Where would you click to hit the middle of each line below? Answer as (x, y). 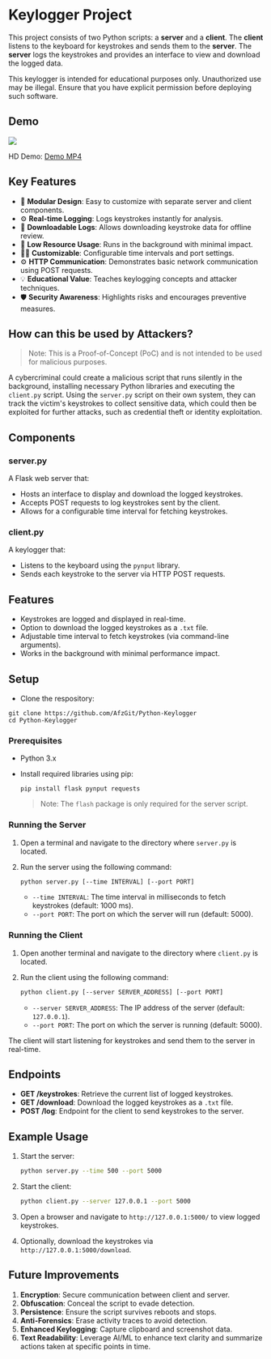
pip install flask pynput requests (80, 789)
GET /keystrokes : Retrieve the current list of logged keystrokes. (127, 1094)
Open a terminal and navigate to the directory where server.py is (128, 842)
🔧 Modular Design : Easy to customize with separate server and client (136, 201)
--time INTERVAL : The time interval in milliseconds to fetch (129, 897)
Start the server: (47, 1157)
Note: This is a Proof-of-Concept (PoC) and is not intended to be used (145, 353)
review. (32, 236)
